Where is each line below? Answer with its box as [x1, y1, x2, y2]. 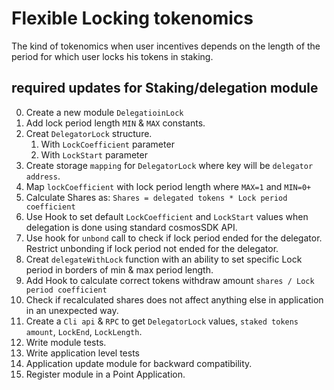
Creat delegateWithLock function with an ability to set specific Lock [25, 253, 303, 265]
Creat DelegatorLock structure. [25, 127, 153, 139]
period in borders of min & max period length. [25, 263, 214, 276]
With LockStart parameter [40, 148, 148, 161]
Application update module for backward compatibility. [25, 357, 253, 369]
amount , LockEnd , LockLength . [25, 325, 143, 337]
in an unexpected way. [25, 304, 119, 316]
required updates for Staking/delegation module [11, 80, 319, 97]
